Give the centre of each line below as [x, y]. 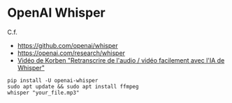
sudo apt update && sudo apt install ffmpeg [73, 86]
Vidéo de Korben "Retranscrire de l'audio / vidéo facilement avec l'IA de [121, 60]
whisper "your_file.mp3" [43, 93]
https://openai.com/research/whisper [71, 53]
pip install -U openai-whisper [53, 80]
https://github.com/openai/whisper [67, 45]
